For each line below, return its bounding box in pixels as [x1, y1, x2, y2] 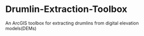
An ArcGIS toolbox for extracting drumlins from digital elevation [5, 20, 139, 26]
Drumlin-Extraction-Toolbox [5, 3, 128, 15]
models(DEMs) [5, 25, 37, 31]
